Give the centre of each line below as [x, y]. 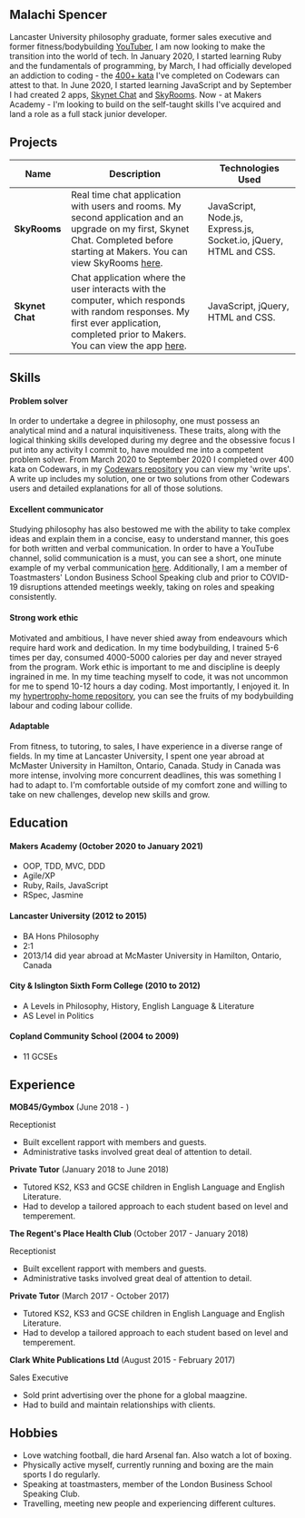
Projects [34, 143]
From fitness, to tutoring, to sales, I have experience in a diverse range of [146, 746]
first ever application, [116, 323]
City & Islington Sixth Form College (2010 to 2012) [105, 986]
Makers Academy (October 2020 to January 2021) [106, 846]
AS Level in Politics [58, 1015]
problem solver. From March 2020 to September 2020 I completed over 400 [152, 460]
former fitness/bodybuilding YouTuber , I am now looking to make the [138, 46]
